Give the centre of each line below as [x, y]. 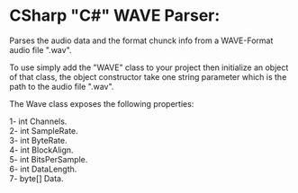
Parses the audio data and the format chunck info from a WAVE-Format [141, 40]
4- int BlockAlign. [41, 150]
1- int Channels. [38, 121]
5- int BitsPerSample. [49, 159]
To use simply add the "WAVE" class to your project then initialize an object [149, 67]
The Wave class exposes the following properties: [102, 103]
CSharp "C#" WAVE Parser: [115, 16]
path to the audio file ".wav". [62, 86]
